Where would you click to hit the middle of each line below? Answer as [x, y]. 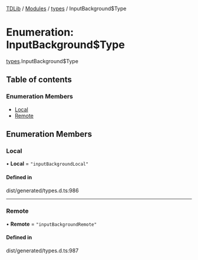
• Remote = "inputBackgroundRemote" [52, 224]
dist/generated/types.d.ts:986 [42, 190]
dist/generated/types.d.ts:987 [42, 251]
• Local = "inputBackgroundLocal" [47, 164]
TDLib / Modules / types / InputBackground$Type [66, 9]
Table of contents [39, 80]
